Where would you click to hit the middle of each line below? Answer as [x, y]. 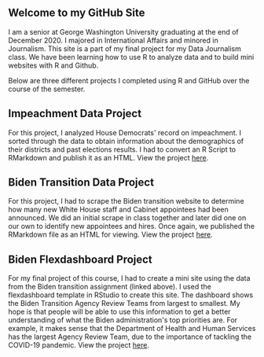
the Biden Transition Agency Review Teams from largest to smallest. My [125, 304]
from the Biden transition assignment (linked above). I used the [110, 287]
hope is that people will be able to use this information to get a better [119, 312]
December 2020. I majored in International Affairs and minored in [113, 40]
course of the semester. [47, 89]
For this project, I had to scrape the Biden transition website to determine [126, 201]
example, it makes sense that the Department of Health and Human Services [132, 329]
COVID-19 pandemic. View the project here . [79, 345]
